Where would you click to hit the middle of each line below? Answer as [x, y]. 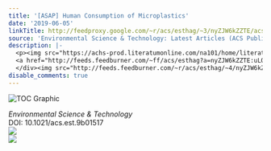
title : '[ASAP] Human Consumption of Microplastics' [99, 16]
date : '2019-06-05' [41, 23]
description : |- [35, 46]
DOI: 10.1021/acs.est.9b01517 [56, 122]
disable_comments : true [48, 75]
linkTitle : [27, 31]
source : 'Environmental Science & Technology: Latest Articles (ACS [126, 38]
